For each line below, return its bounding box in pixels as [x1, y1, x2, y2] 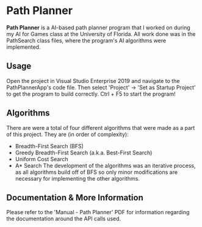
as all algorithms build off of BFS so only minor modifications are [15, 168, 178, 176]
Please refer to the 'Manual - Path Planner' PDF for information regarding [6, 209, 190, 216]
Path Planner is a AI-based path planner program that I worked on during [6, 24, 190, 31]
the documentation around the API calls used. [6, 215, 121, 223]
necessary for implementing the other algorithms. [15, 175, 140, 182]
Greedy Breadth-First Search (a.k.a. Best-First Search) [15, 149, 153, 156]
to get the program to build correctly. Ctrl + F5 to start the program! [6, 90, 176, 98]
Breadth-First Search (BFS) [15, 142, 84, 150]
